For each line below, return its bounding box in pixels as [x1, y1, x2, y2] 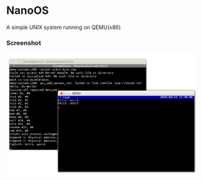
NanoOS [6, 4, 50, 18]
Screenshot [6, 39, 41, 47]
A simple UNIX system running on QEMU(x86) [6, 24, 121, 31]
